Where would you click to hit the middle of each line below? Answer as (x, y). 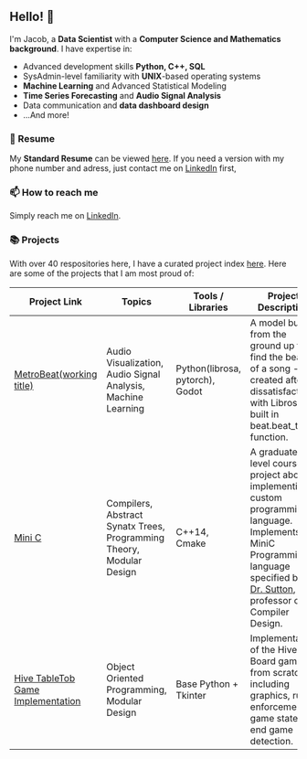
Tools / (208, 295)
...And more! (46, 114)
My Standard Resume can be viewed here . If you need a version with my (147, 159)
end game (272, 730)
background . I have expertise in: (71, 48)
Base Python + (207, 684)
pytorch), (196, 379)
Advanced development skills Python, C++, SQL (114, 66)
